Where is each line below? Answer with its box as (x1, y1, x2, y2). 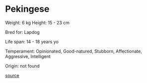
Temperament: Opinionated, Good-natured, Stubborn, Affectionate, (5, 48, 142, 54)
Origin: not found (5, 63, 40, 69)
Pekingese (5, 3, 49, 15)
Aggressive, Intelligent (5, 53, 51, 59)
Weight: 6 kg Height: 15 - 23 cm (5, 20, 70, 26)
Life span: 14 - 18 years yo (5, 38, 59, 45)
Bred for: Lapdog (5, 29, 40, 35)
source (5, 72, 20, 78)
